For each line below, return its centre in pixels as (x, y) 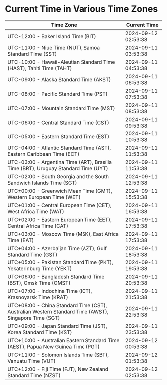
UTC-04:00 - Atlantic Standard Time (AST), (59, 148)
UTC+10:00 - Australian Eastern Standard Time (64, 340)
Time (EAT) (21, 240)
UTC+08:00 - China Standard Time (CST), (57, 305)
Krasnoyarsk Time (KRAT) (38, 297)
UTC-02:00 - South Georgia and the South (58, 176)
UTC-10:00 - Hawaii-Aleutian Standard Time (61, 62)
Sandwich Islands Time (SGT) (42, 183)
